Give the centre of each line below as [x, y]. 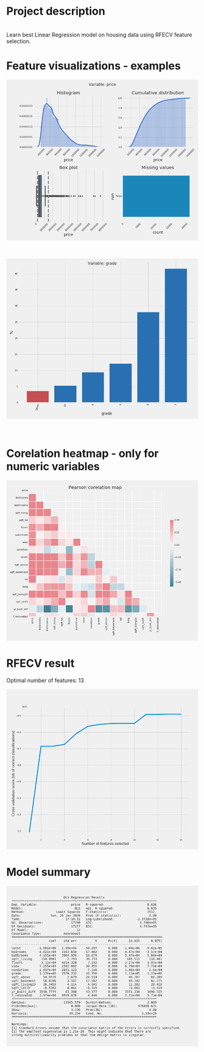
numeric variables [53, 467]
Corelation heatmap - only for [83, 454]
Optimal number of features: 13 [45, 680]
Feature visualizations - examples [93, 66]
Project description [56, 11]
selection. [19, 41]
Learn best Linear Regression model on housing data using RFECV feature [99, 34]
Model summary [48, 872]
